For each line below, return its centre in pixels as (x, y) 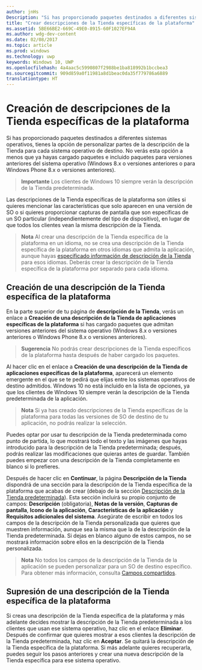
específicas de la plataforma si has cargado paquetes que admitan (90, 324)
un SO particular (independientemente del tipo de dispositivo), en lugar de (98, 219)
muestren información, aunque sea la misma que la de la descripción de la (98, 529)
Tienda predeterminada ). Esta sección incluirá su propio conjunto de (91, 497)
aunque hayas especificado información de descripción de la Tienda (106, 256)
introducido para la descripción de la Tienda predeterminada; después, (94, 447)
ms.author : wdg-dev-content (41, 34)
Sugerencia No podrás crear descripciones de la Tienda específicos (106, 349)
